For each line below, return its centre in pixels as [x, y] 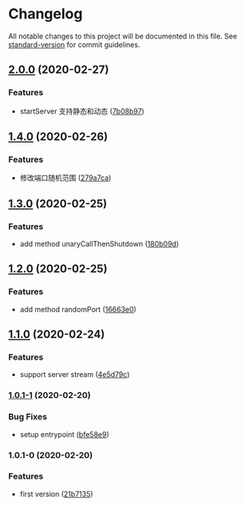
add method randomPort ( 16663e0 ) [78, 309]
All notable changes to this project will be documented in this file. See [123, 36]
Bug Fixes [28, 417]
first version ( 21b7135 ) [56, 494]
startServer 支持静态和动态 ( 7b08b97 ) [82, 111]
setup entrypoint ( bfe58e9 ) [64, 434]
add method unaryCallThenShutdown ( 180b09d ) [99, 244]
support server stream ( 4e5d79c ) [75, 375]
